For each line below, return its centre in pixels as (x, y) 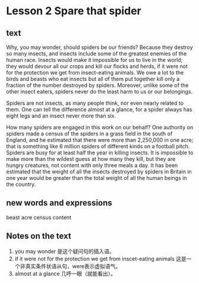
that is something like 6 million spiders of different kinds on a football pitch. (98, 146)
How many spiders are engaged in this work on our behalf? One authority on (100, 127)
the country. (21, 184)
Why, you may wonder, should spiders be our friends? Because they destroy (99, 47)
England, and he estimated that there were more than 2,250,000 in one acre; (100, 140)
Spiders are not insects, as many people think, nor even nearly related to (95, 103)
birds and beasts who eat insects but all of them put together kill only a (93, 79)
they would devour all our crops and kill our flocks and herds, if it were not (97, 66)
